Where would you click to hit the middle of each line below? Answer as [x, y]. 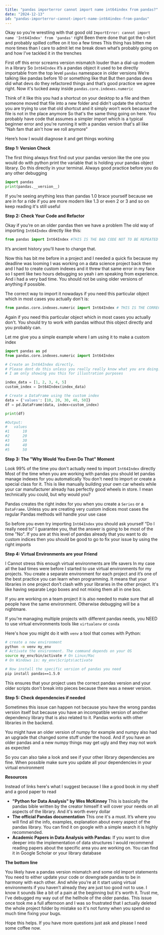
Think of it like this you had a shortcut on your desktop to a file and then [77, 98]
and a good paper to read [31, 791]
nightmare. [16, 609]
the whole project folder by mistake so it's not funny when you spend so [78, 908]
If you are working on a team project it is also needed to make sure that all [79, 599]
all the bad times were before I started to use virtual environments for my [78, 568]
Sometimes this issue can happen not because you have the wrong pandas [81, 707]
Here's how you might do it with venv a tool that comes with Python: [73, 633]
